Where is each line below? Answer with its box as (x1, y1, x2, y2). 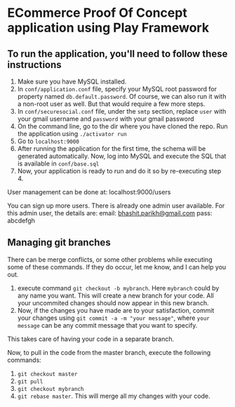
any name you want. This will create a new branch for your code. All (17, 291, 214, 300)
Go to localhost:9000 (17, 137, 79, 145)
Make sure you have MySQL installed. (17, 77, 127, 86)
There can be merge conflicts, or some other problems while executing (7, 255, 213, 264)
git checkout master (17, 371, 78, 378)
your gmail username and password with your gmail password (17, 114, 194, 123)
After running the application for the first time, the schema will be (17, 145, 206, 152)
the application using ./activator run (17, 130, 128, 138)
